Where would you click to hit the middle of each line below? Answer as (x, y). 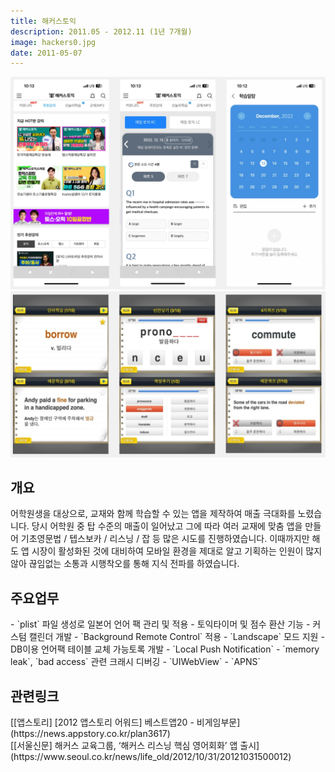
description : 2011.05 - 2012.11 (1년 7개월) (101, 31)
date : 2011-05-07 (46, 53)
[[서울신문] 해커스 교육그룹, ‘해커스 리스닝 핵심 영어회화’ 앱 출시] (135, 746)
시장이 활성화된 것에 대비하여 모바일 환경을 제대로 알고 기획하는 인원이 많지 (177, 551)
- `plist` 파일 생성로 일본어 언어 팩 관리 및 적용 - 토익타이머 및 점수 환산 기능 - (160, 624)
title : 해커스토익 (43, 21)
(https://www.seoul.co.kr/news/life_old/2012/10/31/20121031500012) (151, 757)
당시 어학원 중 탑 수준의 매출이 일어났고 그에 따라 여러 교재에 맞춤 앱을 (167, 526)
